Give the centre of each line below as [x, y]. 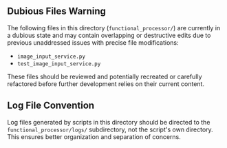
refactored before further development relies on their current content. [106, 84]
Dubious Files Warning [57, 11]
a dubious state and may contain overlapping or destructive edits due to [109, 35]
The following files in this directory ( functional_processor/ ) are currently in [114, 28]
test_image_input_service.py [59, 64]
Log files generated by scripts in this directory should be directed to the [109, 122]
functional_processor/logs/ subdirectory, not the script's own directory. [110, 129]
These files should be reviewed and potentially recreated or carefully [105, 76]
